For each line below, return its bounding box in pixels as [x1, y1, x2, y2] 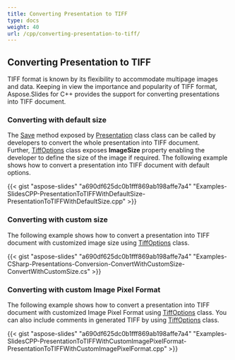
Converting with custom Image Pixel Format [7, 284, 161, 294]
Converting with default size [7, 114, 107, 124]
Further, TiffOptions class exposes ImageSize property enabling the [7, 146, 205, 155]
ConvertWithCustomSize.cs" [7, 267, 90, 275]
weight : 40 [7, 23, 40, 30]
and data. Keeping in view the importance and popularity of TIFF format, [7, 83, 217, 91]
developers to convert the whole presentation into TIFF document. [7, 138, 200, 147]
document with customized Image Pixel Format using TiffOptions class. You [7, 308, 227, 316]
